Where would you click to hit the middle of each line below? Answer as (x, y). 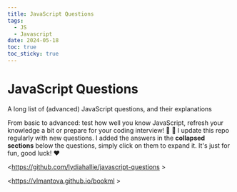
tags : (15, 21)
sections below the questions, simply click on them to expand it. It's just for (119, 145)
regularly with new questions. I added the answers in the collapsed (106, 138)
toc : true (22, 47)
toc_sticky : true (33, 54)
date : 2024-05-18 (33, 41)
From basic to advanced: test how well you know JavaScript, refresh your (115, 123)
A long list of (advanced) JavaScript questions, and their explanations (110, 108)
